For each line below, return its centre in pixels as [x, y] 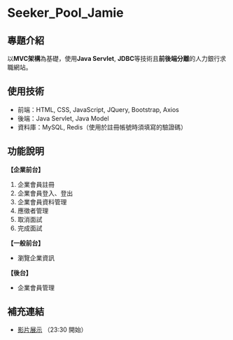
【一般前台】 [26, 243]
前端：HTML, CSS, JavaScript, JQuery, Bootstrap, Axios [98, 109]
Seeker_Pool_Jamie [65, 13]
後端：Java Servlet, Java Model [63, 118]
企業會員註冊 [36, 184]
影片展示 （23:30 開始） [52, 330]
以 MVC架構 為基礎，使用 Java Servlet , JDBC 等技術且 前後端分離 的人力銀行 [114, 58]
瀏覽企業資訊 [36, 257]
